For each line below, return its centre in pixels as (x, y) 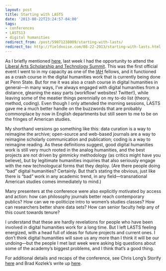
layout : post (19, 10)
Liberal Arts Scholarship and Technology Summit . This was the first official (82, 66)
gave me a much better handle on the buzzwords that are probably (74, 108)
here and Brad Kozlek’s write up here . (43, 263)
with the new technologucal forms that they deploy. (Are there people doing (83, 166)
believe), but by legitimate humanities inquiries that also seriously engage (80, 160)
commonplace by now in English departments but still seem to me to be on (82, 114)
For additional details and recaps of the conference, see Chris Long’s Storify (83, 258)
